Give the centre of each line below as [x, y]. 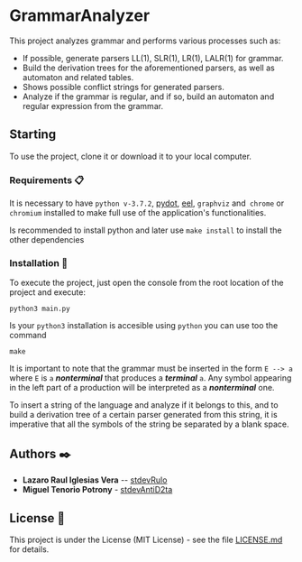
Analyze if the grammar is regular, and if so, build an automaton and [148, 97]
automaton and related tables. [78, 77]
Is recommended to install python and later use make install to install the [146, 230]
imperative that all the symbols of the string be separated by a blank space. [150, 424]
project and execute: [47, 292]
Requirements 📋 [47, 180]
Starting [33, 135]
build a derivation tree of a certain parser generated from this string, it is [143, 415]
